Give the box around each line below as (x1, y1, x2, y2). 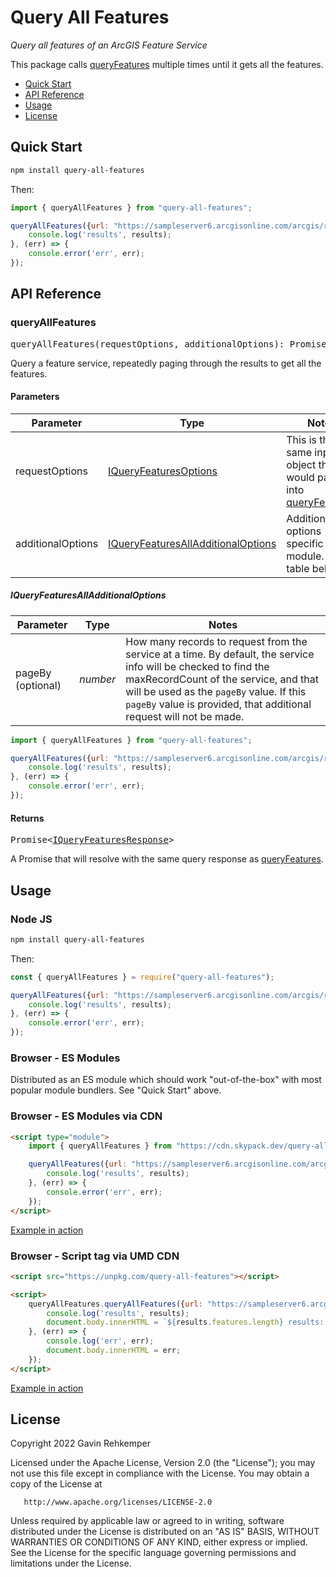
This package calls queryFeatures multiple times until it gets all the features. (10, 58, 324, 70)
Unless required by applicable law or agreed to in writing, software (10, 1515, 285, 1527)
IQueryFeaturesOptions (108, 464, 218, 478)
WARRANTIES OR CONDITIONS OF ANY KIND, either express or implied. (10, 1536, 308, 1548)
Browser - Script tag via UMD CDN (10, 1249, 180, 1263)
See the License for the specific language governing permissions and (10, 1547, 297, 1559)
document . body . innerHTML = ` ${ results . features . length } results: (46, 1317, 325, 1328)
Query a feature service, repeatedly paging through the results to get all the (10, 357, 322, 369)
